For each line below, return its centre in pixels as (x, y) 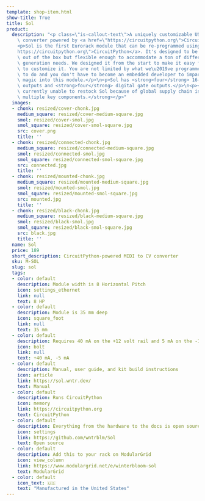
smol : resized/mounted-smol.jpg (58, 188)
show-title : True (28, 18)
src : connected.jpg (42, 165)
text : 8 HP (31, 301)
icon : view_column (41, 460)
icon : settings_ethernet (49, 290)
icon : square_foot (41, 319)
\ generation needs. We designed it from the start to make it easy (106, 63)
